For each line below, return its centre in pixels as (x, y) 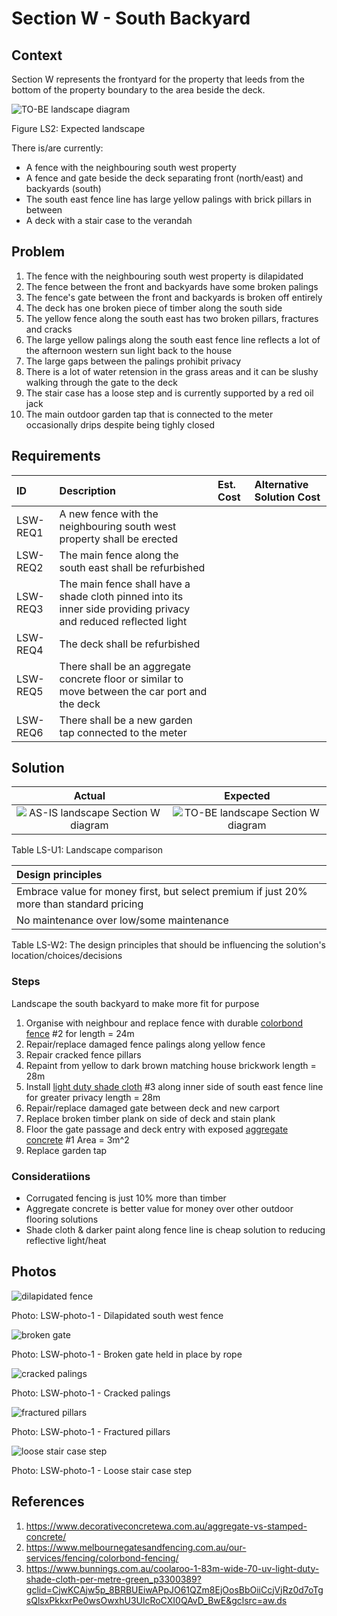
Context (37, 55)
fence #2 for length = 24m (80, 1033)
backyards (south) (63, 188)
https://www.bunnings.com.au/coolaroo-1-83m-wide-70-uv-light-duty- (172, 1568)
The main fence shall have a (125, 584)
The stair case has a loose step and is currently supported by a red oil (169, 393)
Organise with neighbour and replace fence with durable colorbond (164, 1023)
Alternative (281, 484)
